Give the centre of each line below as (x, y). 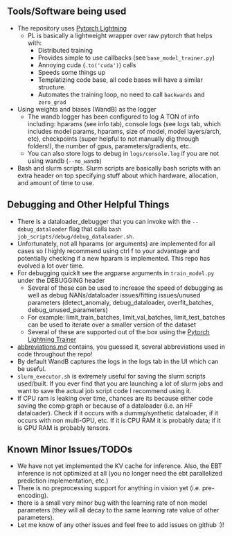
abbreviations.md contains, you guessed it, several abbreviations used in (121, 347)
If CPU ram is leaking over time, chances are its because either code (115, 398)
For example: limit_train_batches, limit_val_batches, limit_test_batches (126, 317)
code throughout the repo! (55, 354)
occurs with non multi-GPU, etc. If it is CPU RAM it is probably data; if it (119, 420)
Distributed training (65, 50)
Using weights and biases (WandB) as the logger (87, 109)
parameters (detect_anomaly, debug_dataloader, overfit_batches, (121, 302)
